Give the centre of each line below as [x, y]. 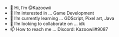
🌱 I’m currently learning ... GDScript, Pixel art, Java [62, 18]
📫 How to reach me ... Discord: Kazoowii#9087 [59, 29]
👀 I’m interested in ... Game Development [52, 13]
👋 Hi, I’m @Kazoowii [30, 8]
